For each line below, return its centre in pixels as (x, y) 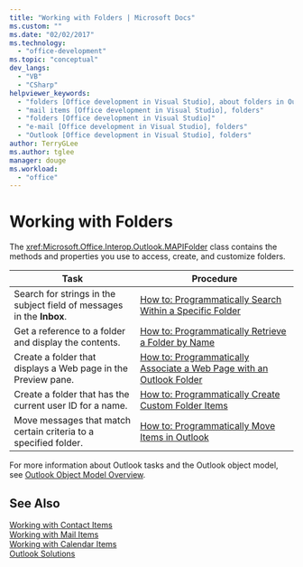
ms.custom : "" (36, 26)
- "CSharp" (38, 85)
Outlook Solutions (42, 553)
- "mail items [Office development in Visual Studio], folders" (141, 110)
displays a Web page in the (71, 368)
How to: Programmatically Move (207, 426)
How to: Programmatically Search (211, 300)
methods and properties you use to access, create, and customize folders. (147, 256)
